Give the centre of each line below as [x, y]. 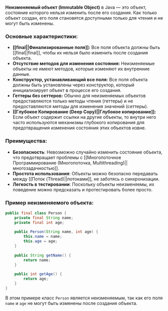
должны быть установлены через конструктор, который [73, 85]
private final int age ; [39, 222]
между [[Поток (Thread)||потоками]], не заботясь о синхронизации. [86, 179]
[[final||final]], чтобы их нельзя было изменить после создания [80, 53]
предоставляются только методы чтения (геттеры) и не [73, 101]
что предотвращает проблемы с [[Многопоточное [67, 157]
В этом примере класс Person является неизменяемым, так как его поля [84, 298]
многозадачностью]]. [36, 168]
